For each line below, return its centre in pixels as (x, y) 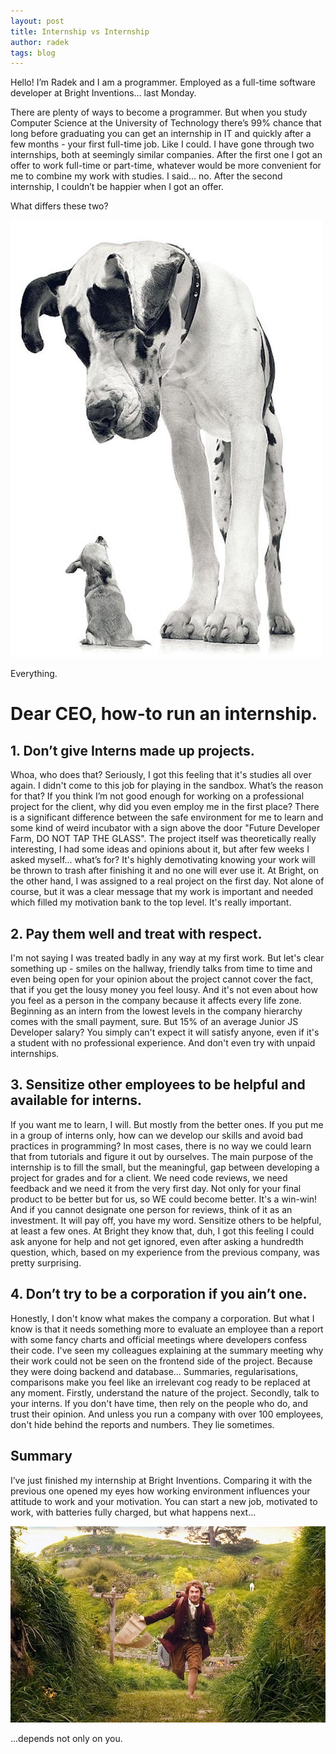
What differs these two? (59, 206)
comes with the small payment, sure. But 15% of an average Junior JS (154, 1022)
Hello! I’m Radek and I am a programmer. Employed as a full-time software (163, 82)
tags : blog (33, 53)
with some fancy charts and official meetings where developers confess (159, 1339)
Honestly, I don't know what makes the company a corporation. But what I (162, 1318)
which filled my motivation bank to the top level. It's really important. (151, 902)
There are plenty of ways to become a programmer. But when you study (159, 112)
